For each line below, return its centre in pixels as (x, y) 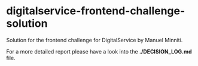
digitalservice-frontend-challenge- (96, 11)
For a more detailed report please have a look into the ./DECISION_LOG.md (99, 51)
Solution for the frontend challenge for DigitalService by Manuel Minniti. (95, 40)
